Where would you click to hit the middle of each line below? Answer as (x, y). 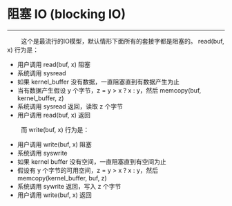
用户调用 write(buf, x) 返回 (54, 195)
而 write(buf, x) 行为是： (55, 129)
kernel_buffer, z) (40, 98)
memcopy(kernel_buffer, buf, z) (62, 178)
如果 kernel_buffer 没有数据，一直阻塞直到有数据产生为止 (98, 82)
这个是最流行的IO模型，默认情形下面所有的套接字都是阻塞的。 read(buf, (122, 41)
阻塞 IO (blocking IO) (67, 14)
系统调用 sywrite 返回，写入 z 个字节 (69, 186)
